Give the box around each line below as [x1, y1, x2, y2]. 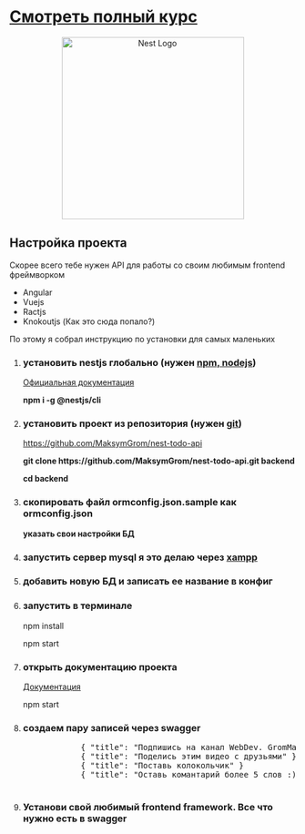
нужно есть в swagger [22, 812, 127, 825]
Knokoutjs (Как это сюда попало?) [22, 316, 156, 327]
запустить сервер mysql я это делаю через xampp [22, 551, 258, 564]
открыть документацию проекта [22, 660, 178, 673]
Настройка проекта [9, 235, 127, 251]
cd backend [22, 473, 69, 484]
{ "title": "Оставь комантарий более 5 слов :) [80, 769, 298, 780]
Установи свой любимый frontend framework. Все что [22, 801, 273, 814]
